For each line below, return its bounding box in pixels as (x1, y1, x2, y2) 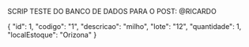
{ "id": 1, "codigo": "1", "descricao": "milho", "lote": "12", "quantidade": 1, (7, 22, 242, 31)
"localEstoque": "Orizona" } (7, 31, 97, 39)
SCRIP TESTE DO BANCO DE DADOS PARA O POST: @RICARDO (7, 7, 217, 16)
